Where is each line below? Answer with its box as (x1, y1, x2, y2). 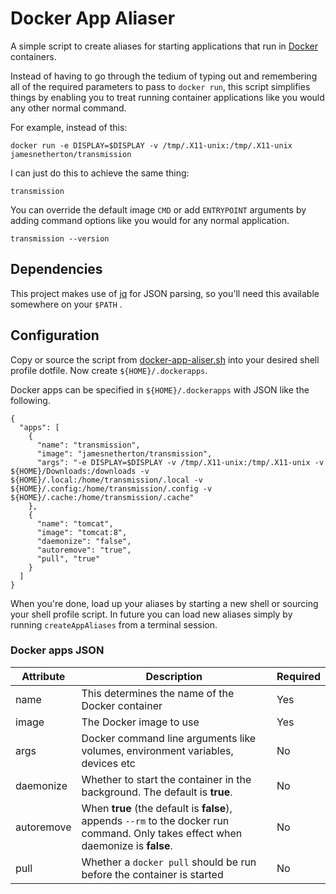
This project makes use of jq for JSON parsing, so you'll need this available (10, 287, 320, 299)
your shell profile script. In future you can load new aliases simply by (10, 608, 293, 620)
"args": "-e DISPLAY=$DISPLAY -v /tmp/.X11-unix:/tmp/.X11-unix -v (36, 457, 325, 467)
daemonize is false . (81, 838, 173, 852)
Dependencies (10, 261, 103, 278)
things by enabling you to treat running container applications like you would (10, 91, 325, 103)
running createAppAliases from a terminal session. (10, 618, 218, 631)
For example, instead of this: (10, 121, 128, 133)
